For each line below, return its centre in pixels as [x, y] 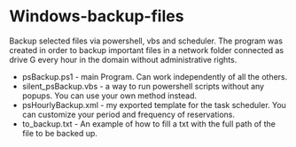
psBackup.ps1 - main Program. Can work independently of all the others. [155, 76]
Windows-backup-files [97, 16]
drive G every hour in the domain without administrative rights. [123, 59]
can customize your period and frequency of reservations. [129, 114]
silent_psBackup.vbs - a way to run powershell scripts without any [143, 86]
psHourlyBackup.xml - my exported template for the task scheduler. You [154, 104]
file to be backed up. [59, 133]
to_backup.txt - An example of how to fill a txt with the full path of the [149, 124]
